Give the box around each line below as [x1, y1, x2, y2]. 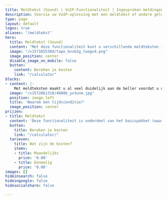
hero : [5, 35, 16, 40]
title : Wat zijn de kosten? [14, 141, 72, 147]
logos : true [5, 26, 30, 31]
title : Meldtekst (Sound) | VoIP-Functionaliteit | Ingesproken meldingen [5, 7, 164, 12]
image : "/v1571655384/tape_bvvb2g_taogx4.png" [9, 49, 108, 54]
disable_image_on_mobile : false [9, 58, 77, 63]
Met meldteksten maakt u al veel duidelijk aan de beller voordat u [14, 86, 159, 91]
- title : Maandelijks [14, 151, 59, 156]
